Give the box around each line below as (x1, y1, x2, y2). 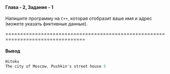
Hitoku (5, 59, 19, 64)
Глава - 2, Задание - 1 (5, 4, 54, 10)
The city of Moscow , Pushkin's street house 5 (5, 64, 106, 69)
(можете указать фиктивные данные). (5, 21, 88, 27)
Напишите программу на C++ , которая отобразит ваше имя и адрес (5, 15, 152, 21)
